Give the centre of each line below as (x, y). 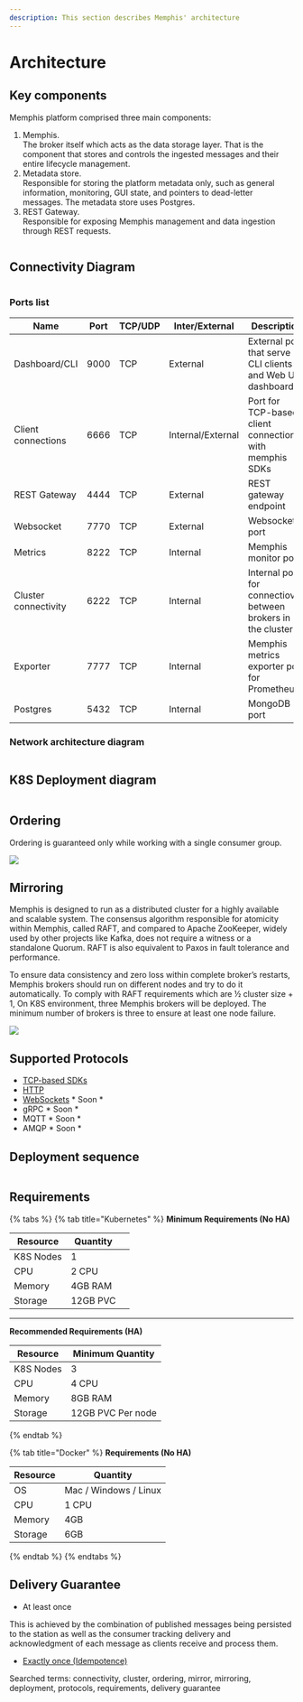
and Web (266, 375)
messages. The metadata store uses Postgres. (109, 202)
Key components (58, 96)
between (266, 606)
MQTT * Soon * (51, 1119)
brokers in (269, 618)
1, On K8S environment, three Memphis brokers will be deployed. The (138, 1004)
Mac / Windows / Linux (113, 1490)
